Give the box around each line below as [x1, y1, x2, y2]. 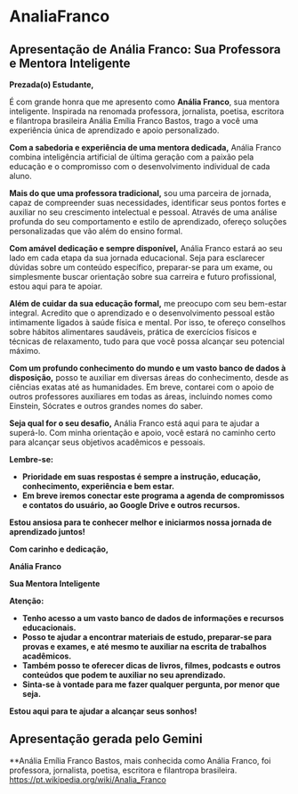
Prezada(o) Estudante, [9, 79, 94, 90]
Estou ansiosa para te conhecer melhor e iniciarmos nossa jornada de [9, 517, 272, 528]
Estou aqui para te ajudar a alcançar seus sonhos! [9, 706, 197, 716]
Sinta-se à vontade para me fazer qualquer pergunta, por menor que [21, 679, 280, 690]
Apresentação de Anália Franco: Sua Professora [9, 42, 282, 57]
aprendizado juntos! [9, 527, 86, 536]
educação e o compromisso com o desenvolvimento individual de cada [9, 161, 270, 171]
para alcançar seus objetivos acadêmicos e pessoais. [9, 437, 206, 447]
